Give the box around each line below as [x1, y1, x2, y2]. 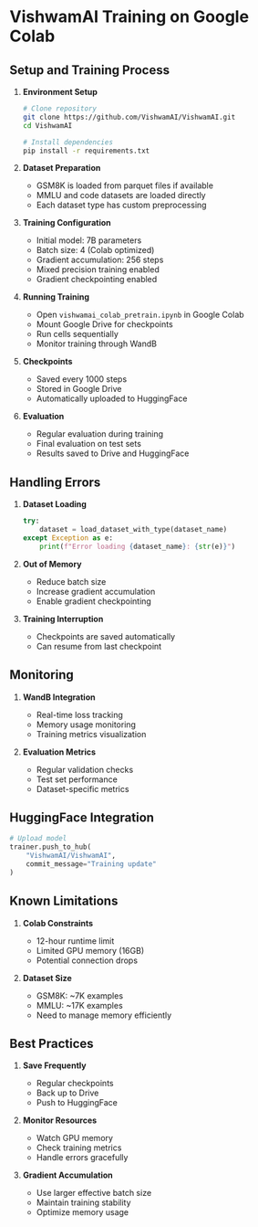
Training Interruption [22, 613, 104, 624]
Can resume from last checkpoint [36, 640, 162, 651]
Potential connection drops [36, 955, 139, 966]
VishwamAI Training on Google [9, 6, 249, 27]
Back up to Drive [36, 1087, 99, 1098]
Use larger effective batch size [36, 1188, 152, 1199]
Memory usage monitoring [36, 719, 137, 730]
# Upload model [9, 834, 67, 843]
